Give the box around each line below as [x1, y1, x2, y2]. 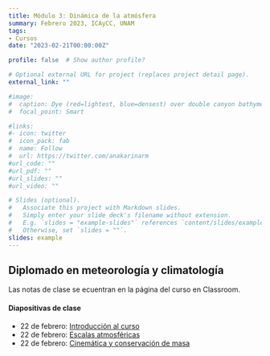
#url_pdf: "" [8, 166, 52, 175]
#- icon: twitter [8, 129, 67, 137]
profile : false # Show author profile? [8, 56, 146, 64]
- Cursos [8, 34, 38, 43]
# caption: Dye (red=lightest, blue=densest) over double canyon [8, 100, 235, 108]
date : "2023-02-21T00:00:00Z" [8, 42, 110, 50]
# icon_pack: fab [8, 137, 70, 145]
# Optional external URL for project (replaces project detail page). [8, 71, 250, 79]
